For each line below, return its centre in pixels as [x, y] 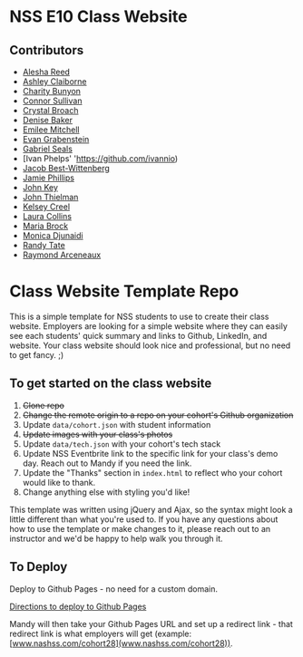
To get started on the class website [111, 384]
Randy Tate [44, 245]
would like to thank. [59, 482]
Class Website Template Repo [124, 291]
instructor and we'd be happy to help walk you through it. [117, 538]
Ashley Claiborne [54, 82]
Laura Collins [47, 216]
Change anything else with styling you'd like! [106, 492]
